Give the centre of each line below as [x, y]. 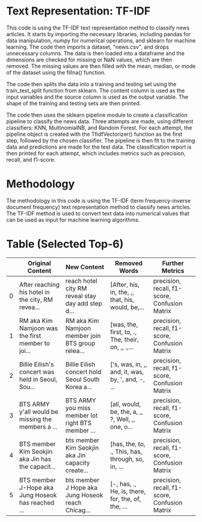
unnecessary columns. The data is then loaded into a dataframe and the [95, 53]
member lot [81, 415]
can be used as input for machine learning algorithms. [73, 220]
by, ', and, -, [128, 379]
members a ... [38, 426]
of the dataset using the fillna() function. [56, 72]
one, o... [121, 426]
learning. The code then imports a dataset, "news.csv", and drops [88, 47]
